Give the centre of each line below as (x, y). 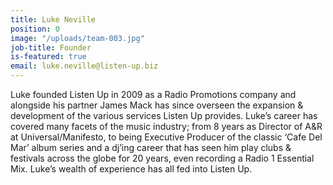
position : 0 (35, 29)
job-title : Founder (51, 47)
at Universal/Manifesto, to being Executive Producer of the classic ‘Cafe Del (166, 137)
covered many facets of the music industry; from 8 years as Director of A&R (166, 126)
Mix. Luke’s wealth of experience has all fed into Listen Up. (131, 169)
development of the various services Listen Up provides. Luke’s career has (164, 115)
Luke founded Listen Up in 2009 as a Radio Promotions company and (153, 94)
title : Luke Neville (53, 19)
